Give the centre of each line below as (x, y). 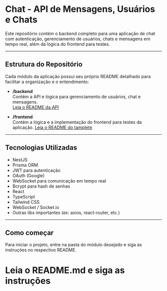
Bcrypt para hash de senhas (41, 186)
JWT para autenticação (36, 170)
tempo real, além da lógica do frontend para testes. (58, 44)
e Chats (21, 20)
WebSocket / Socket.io (36, 207)
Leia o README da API (36, 107)
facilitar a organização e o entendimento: (47, 82)
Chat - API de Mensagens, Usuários (80, 9)
